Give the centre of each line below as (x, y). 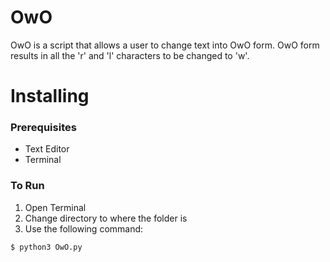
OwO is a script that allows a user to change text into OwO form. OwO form (165, 45)
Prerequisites (43, 128)
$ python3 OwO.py (46, 247)
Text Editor (47, 149)
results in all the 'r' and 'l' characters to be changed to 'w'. (130, 55)
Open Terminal (55, 207)
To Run (27, 186)
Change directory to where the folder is (106, 218)
